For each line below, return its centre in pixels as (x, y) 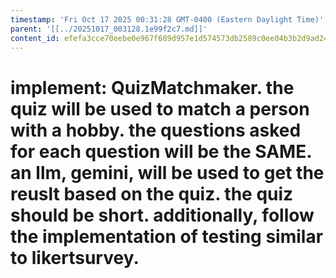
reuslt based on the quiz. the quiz (152, 193)
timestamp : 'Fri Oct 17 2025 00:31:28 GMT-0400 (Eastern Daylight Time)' (167, 19)
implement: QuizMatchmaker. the (152, 87)
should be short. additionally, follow (162, 215)
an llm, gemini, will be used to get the (167, 172)
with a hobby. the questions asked (156, 130)
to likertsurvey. (75, 257)
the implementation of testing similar (167, 236)
